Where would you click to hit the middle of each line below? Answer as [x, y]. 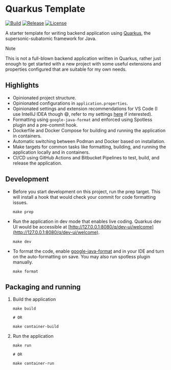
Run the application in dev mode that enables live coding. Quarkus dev [87, 221]
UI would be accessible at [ [41, 227]
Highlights [22, 85]
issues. [20, 202]
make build [24, 309]
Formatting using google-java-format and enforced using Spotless [82, 119]
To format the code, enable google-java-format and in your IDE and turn [88, 251]
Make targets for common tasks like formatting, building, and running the [89, 147]
